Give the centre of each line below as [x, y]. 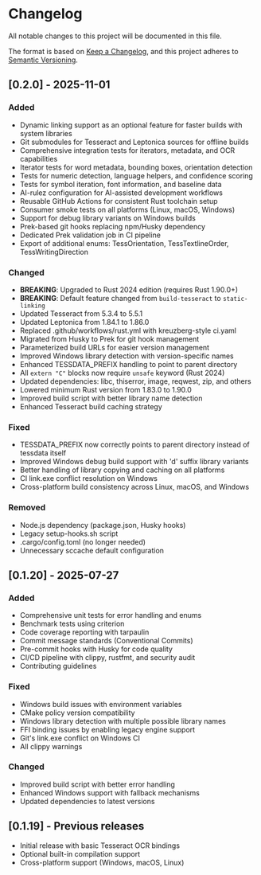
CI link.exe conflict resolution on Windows [88, 479]
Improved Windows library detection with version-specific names [127, 356]
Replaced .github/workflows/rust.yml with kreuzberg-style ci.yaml [128, 330]
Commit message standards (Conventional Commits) [106, 641]
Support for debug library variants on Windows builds [108, 218]
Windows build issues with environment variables [101, 704]
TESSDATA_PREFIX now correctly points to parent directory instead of [135, 445]
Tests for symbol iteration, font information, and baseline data [121, 184]
